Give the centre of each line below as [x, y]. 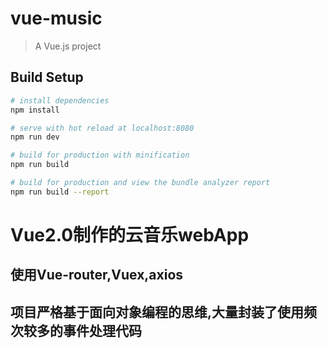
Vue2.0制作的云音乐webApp [130, 234]
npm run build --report [60, 192]
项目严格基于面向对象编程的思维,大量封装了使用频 [164, 312]
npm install [35, 110]
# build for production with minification [100, 155]
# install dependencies [60, 100]
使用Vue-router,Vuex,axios [97, 275]
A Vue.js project [68, 46]
